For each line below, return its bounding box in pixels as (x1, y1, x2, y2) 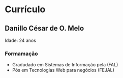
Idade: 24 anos (5, 37, 37, 43)
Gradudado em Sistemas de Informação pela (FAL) (12, 62, 118, 68)
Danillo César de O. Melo (5, 24, 84, 33)
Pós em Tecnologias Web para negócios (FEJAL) (12, 67, 115, 73)
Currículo (5, 4, 46, 15)
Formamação (5, 50, 39, 57)
